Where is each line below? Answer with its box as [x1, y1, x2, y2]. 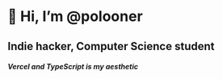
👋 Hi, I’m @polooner [7, 7, 143, 26]
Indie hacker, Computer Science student [7, 39, 215, 53]
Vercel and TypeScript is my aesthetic [7, 62, 139, 72]
